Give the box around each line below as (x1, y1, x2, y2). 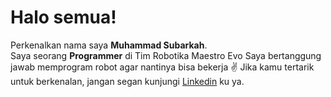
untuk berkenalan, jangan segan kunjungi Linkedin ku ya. (10, 75, 245, 87)
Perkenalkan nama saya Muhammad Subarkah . (10, 39, 208, 51)
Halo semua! (10, 6, 117, 29)
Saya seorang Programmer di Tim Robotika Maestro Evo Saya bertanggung (10, 49, 322, 61)
